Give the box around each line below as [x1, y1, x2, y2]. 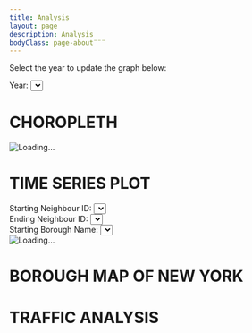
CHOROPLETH [9, 113, 118, 132]
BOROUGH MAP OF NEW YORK [9, 266, 244, 286]
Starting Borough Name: [9, 225, 98, 235]
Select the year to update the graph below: [9, 63, 167, 73]
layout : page [9, 21, 58, 30]
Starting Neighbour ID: [9, 203, 92, 214]
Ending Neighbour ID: [9, 214, 88, 225]
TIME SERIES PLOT [9, 174, 151, 193]
